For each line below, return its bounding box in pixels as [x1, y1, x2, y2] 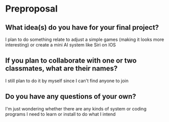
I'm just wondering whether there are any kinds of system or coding [5, 105, 147, 111]
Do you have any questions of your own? [5, 92, 137, 101]
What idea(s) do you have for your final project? [5, 23, 159, 32]
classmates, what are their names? [5, 64, 118, 73]
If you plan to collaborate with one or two [5, 56, 137, 65]
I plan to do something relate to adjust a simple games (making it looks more [5, 36, 164, 42]
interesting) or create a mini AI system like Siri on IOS [5, 42, 116, 48]
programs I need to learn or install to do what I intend [5, 111, 116, 117]
